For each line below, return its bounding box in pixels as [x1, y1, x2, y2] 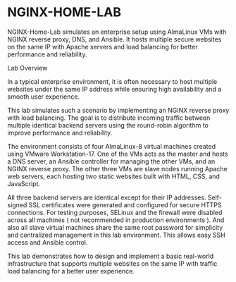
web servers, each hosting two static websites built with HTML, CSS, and [7, 172, 221, 180]
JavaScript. [7, 179, 41, 188]
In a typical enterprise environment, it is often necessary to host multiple [7, 77, 218, 85]
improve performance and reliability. [7, 128, 113, 137]
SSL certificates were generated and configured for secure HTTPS [28, 200, 222, 209]
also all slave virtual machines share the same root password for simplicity [7, 223, 223, 231]
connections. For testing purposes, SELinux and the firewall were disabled [7, 208, 223, 216]
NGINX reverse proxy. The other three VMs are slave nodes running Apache [7, 164, 228, 173]
